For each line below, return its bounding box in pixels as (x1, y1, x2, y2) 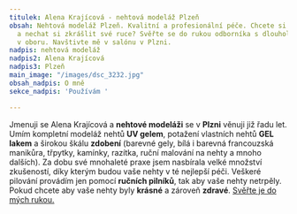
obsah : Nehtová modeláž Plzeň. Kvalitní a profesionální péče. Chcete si (9, 21, 287, 30)
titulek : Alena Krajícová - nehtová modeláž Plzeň (9, 12, 200, 22)
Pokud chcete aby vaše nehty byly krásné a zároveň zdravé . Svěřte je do (9, 185, 277, 195)
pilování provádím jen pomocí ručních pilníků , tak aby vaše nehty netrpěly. (9, 175, 282, 186)
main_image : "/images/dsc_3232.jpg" (9, 71, 144, 80)
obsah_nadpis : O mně (9, 79, 86, 88)
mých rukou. (9, 194, 55, 204)
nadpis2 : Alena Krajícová (9, 54, 104, 63)
